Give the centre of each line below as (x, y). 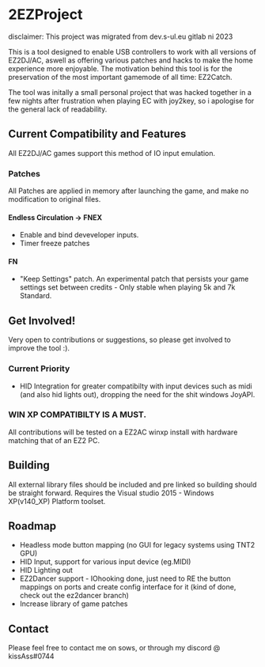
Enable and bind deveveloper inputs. (79, 235)
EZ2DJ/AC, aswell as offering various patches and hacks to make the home (131, 60)
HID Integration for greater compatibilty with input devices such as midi (136, 386)
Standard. (36, 296)
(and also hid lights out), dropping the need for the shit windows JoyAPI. (137, 394)
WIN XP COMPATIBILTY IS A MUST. (77, 415)
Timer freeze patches (55, 244)
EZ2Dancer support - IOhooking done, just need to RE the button (125, 578)
